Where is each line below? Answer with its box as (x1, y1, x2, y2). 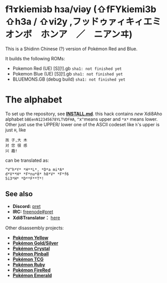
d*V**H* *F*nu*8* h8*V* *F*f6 (5, 171, 69, 176)
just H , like (5, 127, 26, 133)
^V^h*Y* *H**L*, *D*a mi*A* (5, 167, 65, 172)
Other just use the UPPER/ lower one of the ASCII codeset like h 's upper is (5, 121, 160, 127)
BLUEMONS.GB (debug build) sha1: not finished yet (12, 76, 126, 82)
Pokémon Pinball (12, 251, 49, 257)
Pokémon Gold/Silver (12, 240, 59, 246)
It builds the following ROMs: (5, 55, 65, 61)
